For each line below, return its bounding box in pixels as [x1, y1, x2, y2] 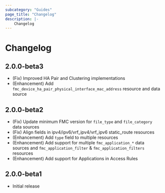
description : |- [5, 16, 39, 21]
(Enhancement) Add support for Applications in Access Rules [12, 156, 138, 162]
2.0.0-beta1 [5, 170, 42, 179]
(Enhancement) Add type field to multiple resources [12, 134, 118, 140]
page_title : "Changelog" [5, 12, 57, 17]
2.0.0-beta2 [5, 105, 44, 114]
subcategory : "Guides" [5, 7, 52, 12]
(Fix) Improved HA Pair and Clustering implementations [12, 75, 125, 81]
